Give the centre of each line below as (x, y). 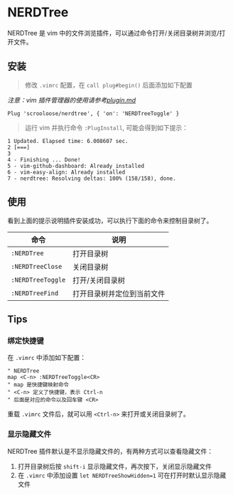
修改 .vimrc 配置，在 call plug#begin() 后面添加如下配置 (109, 85)
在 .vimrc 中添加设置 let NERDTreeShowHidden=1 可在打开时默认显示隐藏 (122, 475)
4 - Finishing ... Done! (44, 160)
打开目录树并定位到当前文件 (119, 294)
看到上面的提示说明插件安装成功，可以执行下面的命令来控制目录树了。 (110, 220)
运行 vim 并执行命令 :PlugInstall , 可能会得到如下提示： (107, 127)
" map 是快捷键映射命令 (38, 385)
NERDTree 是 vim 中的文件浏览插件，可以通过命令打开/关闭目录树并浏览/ (113, 33)
